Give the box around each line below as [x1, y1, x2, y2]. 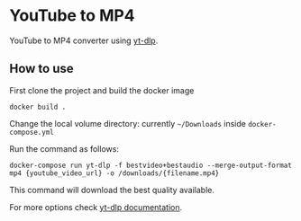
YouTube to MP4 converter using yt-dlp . [9, 35, 159, 46]
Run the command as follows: [9, 143, 120, 154]
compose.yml [9, 128, 54, 137]
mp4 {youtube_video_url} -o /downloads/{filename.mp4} [9, 168, 220, 178]
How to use [9, 61, 74, 76]
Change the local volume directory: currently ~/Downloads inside [9, 118, 246, 128]
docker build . [9, 102, 67, 111]
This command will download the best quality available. [9, 184, 214, 195]
